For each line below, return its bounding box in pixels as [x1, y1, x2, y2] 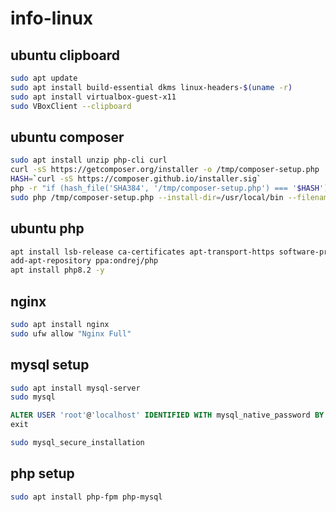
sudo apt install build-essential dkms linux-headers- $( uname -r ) [10, 82, 293, 92]
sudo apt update [10, 73, 78, 83]
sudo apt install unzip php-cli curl [10, 155, 168, 166]
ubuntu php [10, 220, 85, 237]
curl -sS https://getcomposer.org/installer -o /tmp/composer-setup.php [10, 165, 320, 175]
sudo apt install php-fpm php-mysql [10, 492, 163, 502]
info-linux [10, 7, 94, 30]
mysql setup [10, 357, 90, 374]
